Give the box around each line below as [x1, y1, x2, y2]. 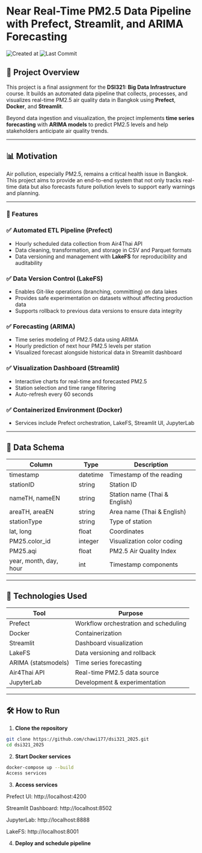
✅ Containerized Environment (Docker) [6, 406, 123, 414]
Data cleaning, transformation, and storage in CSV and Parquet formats [14, 246, 192, 254]
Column [29, 460, 53, 468]
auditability [14, 259, 43, 266]
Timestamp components [109, 560, 179, 569]
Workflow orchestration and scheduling [75, 619, 186, 627]
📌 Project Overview [6, 68, 80, 78]
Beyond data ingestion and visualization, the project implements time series [6, 114, 195, 121]
